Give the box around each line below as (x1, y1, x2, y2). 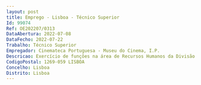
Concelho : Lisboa (6, 64, 50, 71)
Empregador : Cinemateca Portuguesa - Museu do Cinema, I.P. (6, 48, 161, 54)
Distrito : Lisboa (6, 70, 50, 76)
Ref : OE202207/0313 (6, 25, 55, 32)
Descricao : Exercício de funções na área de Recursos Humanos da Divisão (6, 53, 196, 59)
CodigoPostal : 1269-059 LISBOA (6, 59, 85, 65)
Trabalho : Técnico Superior (6, 42, 77, 48)
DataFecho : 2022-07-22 (6, 37, 63, 42)
